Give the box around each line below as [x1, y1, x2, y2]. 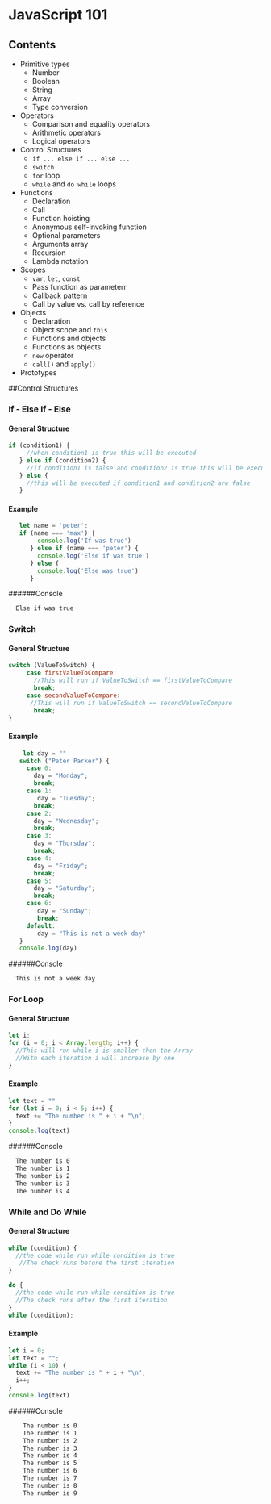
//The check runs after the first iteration [15, 1296, 168, 1304]
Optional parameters [31, 231, 101, 240]
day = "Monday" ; [33, 772, 89, 780]
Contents [8, 38, 56, 52]
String [31, 85, 52, 94]
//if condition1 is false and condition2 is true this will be [26, 464, 244, 472]
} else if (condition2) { [19, 456, 106, 465]
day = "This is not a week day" [37, 930, 147, 938]
